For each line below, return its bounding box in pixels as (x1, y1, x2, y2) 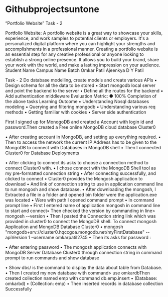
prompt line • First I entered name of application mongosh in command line (5, 202, 160, 208)
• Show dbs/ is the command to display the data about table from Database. (5, 264, 162, 270)
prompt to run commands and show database (5, 255, 99, 261)
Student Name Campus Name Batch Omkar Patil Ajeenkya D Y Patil (5, 67, 144, 73)
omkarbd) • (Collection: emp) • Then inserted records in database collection (5, 280, 163, 286)
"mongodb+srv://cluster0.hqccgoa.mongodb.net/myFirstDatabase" (5, 229, 144, 235)
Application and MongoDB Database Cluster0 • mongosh (5, 224, 124, 230)
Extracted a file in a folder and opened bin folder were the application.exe (5, 191, 157, 197)
